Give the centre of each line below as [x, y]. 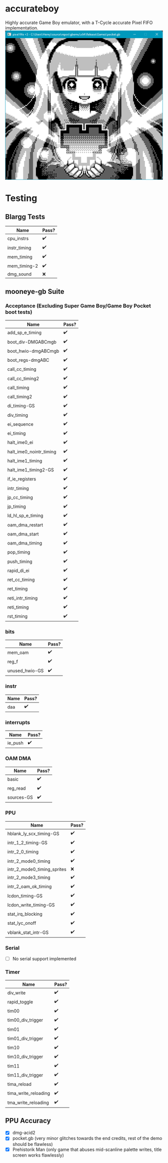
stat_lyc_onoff [22, 923]
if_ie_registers [22, 479]
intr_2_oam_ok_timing [29, 887]
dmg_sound [19, 274]
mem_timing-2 [23, 266]
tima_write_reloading [29, 1093]
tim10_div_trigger [25, 1057]
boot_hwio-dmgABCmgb [33, 351]
